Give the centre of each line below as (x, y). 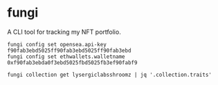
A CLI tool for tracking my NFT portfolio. (64, 32)
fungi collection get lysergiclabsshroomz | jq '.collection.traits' (110, 75)
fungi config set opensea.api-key (57, 44)
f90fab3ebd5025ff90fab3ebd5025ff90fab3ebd (69, 50)
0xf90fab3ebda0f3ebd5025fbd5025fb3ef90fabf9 (72, 63)
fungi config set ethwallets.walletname (66, 57)
